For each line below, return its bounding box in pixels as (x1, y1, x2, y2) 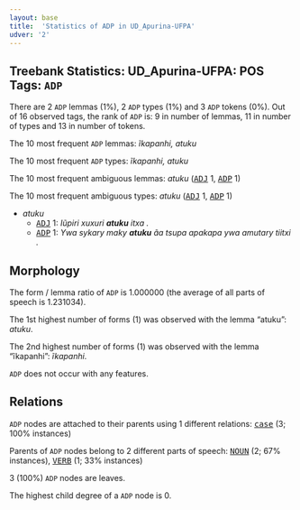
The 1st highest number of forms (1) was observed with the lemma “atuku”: (9, 314, 286, 325)
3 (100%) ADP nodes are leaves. (9, 472, 126, 483)
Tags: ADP (9, 78, 63, 93)
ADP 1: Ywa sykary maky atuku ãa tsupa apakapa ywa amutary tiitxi (35, 227, 291, 238)
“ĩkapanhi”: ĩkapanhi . (9, 351, 87, 361)
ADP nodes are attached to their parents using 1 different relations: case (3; (9, 418, 286, 429)
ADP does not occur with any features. (9, 368, 149, 379)
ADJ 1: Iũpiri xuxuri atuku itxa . (35, 218, 150, 228)
